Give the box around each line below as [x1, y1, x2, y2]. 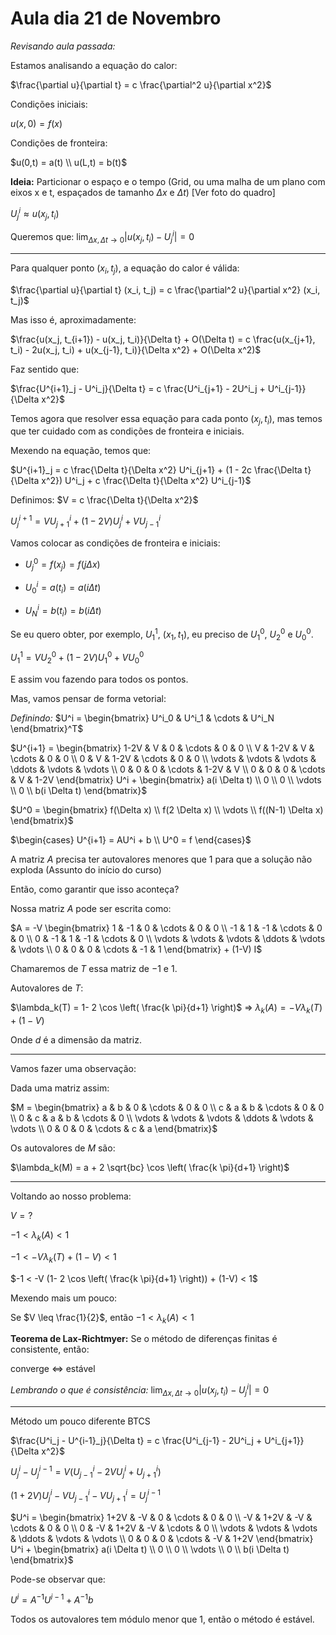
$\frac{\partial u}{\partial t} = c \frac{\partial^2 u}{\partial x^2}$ [10, 78, 272, 91]
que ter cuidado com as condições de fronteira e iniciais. [10, 425, 245, 437]
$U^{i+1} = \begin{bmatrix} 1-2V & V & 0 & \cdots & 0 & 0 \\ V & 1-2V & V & [10, 742, 315, 754]
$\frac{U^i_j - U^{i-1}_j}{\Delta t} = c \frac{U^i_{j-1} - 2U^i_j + [10, 1434, 263, 1446]
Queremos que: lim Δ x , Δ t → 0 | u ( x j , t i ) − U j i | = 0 [10, 229, 195, 245]
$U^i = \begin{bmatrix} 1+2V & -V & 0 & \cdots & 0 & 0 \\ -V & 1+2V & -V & [10, 1511, 313, 1523]
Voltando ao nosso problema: [10, 1190, 132, 1202]
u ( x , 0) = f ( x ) [10, 117, 63, 129]
